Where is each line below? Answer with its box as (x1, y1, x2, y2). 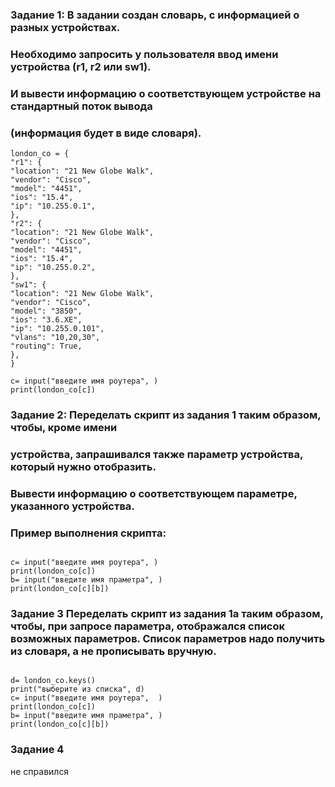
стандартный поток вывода (10, 99, 153, 113)
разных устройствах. (10, 20, 121, 34)
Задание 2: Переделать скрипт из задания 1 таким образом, (10, 408, 322, 422)
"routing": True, (10, 341, 83, 352)
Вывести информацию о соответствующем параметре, (10, 486, 298, 500)
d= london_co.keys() (10, 676, 97, 686)
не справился (10, 765, 70, 777)
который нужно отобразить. (10, 459, 157, 473)
